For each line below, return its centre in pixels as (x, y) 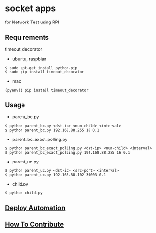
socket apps (31, 9)
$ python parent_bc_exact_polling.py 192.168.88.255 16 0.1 (68, 152)
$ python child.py (24, 193)
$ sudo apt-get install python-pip (41, 68)
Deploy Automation (35, 208)
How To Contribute (34, 224)
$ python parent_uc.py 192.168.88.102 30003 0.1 (56, 175)
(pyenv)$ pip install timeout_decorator (47, 90)
